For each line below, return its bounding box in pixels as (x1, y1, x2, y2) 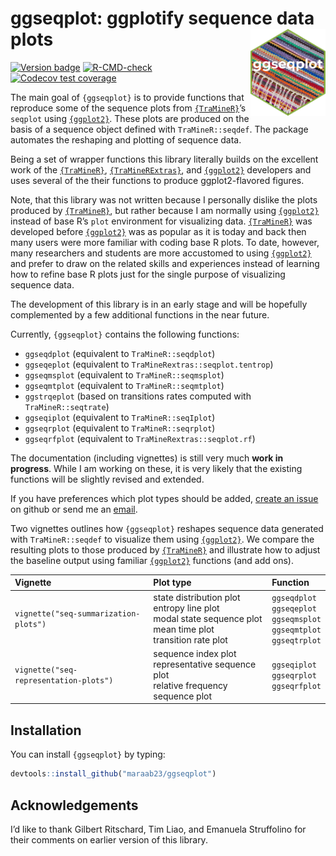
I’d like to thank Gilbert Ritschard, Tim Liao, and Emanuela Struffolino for (10, 823, 307, 835)
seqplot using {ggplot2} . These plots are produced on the (10, 112, 250, 124)
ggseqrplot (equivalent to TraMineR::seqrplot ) (24, 422, 216, 434)
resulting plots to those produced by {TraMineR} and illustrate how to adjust (10, 543, 321, 556)
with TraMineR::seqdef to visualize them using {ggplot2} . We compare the (10, 533, 315, 545)
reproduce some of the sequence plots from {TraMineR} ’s (10, 102, 247, 114)
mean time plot (153, 623, 215, 635)
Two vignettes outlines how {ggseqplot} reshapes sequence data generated (10, 522, 324, 534)
